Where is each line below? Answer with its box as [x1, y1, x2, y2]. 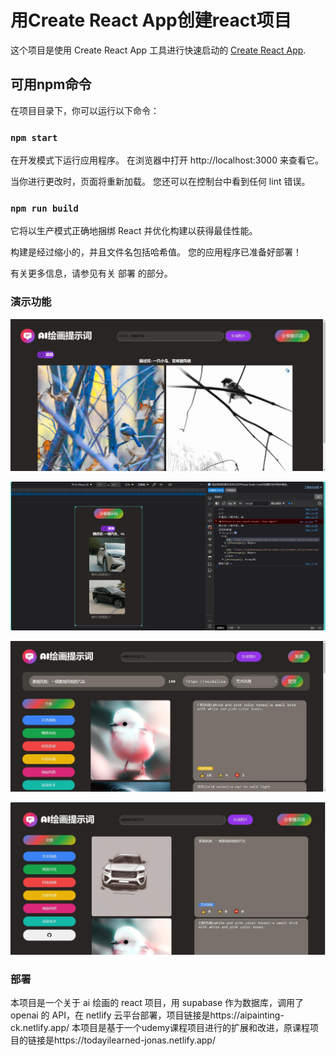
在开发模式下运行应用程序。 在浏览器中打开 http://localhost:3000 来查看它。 [10, 154, 324, 166]
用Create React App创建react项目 [10, 9, 292, 32]
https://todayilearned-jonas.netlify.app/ [53, 1034, 216, 1046]
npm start [10, 132, 58, 143]
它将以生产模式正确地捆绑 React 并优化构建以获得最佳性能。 [10, 225, 258, 237]
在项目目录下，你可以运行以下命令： [10, 104, 160, 116]
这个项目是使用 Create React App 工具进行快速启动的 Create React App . [10, 44, 307, 56]
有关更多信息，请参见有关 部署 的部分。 [10, 267, 173, 280]
